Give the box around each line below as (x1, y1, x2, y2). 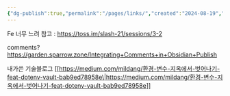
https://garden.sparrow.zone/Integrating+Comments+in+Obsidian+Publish (7, 50, 218, 59)
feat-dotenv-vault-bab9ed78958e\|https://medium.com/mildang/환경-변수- (7, 73, 218, 81)
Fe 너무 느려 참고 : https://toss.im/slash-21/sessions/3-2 (7, 29, 163, 37)
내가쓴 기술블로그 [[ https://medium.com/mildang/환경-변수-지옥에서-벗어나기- (7, 64, 220, 72)
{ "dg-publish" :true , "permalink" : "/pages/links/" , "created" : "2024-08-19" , (7, 10, 222, 17)
